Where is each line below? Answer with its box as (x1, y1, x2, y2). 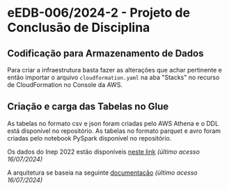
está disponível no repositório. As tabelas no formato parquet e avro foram (7, 127, 221, 135)
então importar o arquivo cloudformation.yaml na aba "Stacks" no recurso (7, 73, 220, 81)
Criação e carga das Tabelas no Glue (7, 101, 169, 113)
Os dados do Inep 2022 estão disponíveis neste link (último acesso (7, 148, 200, 156)
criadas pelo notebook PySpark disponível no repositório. (7, 134, 172, 142)
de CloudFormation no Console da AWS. (7, 81, 123, 88)
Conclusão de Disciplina (7, 19, 150, 35)
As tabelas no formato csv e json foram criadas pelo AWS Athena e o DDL (7, 119, 219, 127)
